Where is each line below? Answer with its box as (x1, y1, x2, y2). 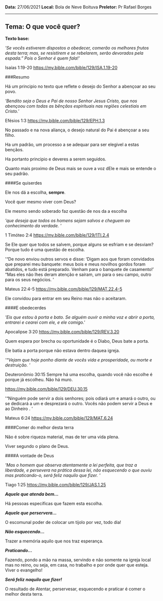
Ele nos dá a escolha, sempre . (5, 189, 66, 195)
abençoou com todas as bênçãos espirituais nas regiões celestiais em (5, 103, 147, 109)
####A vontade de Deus (5, 453, 54, 459)
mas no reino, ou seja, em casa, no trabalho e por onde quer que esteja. (5, 562, 149, 568)
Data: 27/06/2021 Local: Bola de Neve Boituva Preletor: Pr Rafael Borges (5, 4, 152, 10)
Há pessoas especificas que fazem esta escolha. (5, 500, 103, 506)
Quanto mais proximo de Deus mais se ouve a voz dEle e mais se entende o (5, 165, 156, 171)
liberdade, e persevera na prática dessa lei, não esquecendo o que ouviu (5, 467, 152, 473)
